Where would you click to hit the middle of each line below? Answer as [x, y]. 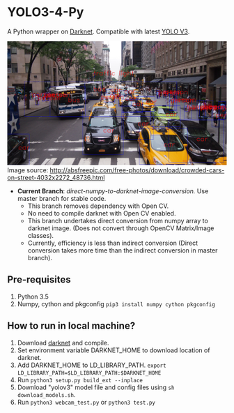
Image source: [28, 170]
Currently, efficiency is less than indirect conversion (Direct [113, 243]
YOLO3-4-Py [46, 12]
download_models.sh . [46, 394]
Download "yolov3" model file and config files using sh [96, 387]
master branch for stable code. [62, 198]
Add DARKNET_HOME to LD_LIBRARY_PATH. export [92, 365]
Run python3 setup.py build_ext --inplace [80, 380]
